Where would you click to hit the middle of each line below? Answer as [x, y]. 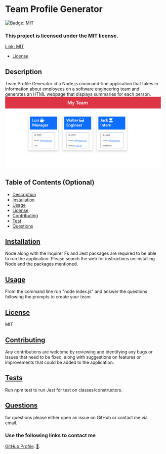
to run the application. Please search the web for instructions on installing [80, 259]
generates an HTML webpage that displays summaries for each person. [78, 94]
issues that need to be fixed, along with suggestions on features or [73, 357]
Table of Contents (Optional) [50, 183]
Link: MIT [15, 47]
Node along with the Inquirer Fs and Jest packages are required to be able [81, 253]
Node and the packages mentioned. [41, 264]
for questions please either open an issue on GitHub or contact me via [77, 417]
